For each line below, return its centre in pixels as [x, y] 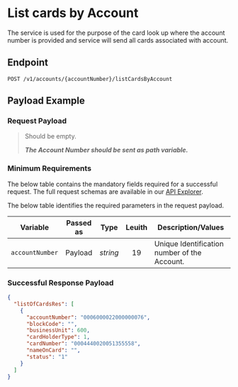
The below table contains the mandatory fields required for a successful [113, 184]
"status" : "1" [47, 356]
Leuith [137, 227]
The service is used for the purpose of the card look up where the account [116, 33]
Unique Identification [189, 244]
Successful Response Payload [61, 283]
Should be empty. [50, 136]
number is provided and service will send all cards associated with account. [118, 40]
